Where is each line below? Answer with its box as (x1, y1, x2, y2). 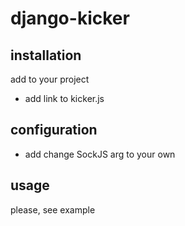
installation (10, 47, 82, 64)
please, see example (10, 203, 96, 216)
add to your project (10, 73, 90, 85)
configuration (10, 122, 98, 139)
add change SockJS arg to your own (24, 148, 176, 160)
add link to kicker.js (24, 93, 105, 104)
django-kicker (10, 7, 130, 30)
